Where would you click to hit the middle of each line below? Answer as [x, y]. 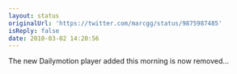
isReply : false [34, 31]
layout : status [34, 16]
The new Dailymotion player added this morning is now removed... [118, 61]
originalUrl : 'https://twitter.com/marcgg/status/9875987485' [115, 23]
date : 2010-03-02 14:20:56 [54, 38]
